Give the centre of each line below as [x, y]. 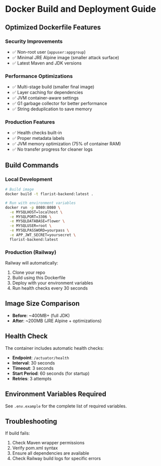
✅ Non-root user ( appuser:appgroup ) [49, 52]
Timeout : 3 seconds [33, 368]
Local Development [29, 179]
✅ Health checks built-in [37, 133]
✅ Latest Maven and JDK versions [47, 63]
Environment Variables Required [56, 394]
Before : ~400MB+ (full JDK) [41, 315]
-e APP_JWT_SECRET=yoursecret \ [43, 235]
